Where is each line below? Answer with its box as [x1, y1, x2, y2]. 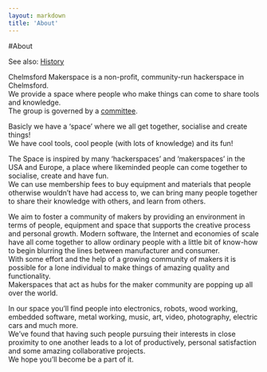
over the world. [8, 288, 58, 298]
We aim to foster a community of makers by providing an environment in [8, 212, 245, 221]
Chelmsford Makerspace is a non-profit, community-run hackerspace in [8, 72, 245, 81]
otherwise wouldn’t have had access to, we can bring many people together [8, 188, 257, 197]
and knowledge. [8, 97, 61, 107]
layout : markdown [8, 11, 66, 20]
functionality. [8, 271, 52, 280]
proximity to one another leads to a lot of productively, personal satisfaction [8, 337, 257, 347]
